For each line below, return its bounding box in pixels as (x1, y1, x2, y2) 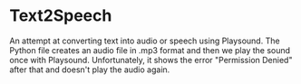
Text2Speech (9, 5, 112, 26)
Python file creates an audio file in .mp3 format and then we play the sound (9, 44, 291, 55)
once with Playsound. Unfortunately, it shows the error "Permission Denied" (9, 54, 293, 65)
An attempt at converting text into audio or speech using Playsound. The (9, 35, 280, 46)
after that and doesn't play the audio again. (9, 64, 170, 75)
